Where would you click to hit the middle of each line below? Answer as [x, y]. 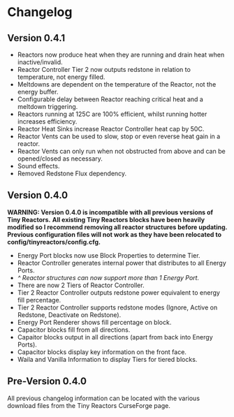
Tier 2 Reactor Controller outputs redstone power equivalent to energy [118, 292]
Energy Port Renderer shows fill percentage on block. [94, 322]
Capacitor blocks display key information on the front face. [102, 352]
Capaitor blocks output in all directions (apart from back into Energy [115, 337]
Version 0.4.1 [36, 38]
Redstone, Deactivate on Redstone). [69, 314]
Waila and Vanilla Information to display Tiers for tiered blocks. [107, 359]
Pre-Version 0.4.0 [47, 381]
